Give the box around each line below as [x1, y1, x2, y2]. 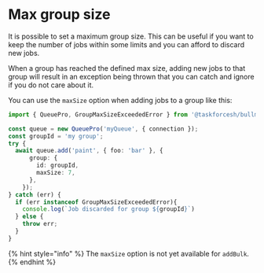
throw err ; [22, 220, 58, 228]
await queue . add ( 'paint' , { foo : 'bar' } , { [15, 147, 163, 155]
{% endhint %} [8, 257, 57, 267]
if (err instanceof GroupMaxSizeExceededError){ [15, 198, 178, 206]
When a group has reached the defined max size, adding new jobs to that [8, 63, 246, 72]
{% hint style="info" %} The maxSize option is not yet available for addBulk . [8, 249, 250, 258]
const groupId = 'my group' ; [8, 132, 104, 140]
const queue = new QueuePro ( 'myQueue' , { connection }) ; [8, 124, 199, 133]
